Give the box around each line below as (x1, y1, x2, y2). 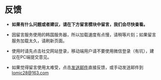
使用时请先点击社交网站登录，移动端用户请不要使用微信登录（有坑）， (11, 48, 150, 54)
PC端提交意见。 (20, 54, 52, 60)
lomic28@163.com (11, 70, 49, 76)
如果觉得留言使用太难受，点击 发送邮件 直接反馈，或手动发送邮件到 (11, 64, 144, 70)
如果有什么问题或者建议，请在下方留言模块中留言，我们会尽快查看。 (11, 21, 148, 27)
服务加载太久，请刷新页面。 (11, 37, 67, 44)
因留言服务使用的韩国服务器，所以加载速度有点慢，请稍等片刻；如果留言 (11, 32, 156, 37)
